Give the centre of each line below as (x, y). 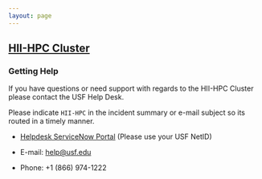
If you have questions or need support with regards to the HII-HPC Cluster (131, 88)
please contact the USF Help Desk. (66, 97)
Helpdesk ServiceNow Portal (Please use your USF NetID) (116, 136)
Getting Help (33, 71)
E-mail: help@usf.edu (55, 153)
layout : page (30, 16)
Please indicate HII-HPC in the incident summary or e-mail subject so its (127, 112)
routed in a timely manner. (51, 121)
